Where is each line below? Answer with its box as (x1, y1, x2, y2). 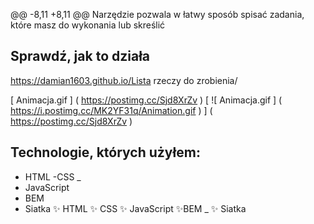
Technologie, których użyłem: (10, 144, 201, 161)
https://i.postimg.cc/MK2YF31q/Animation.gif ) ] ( (10, 104, 213, 116)
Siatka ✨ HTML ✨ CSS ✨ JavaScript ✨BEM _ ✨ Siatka (24, 202, 247, 214)
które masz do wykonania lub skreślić (10, 19, 166, 31)
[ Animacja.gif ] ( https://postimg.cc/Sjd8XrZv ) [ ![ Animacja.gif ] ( (10, 94, 283, 106)
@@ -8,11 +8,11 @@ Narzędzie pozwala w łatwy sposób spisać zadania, (10, 9, 305, 20)
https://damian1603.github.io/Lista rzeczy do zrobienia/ (10, 74, 238, 86)
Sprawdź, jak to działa (10, 48, 151, 65)
